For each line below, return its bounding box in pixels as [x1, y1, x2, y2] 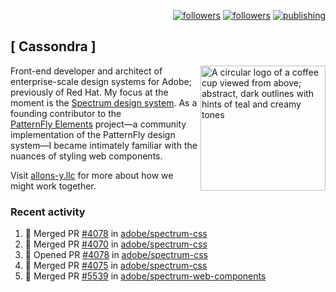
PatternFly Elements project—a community [10, 118, 187, 130]
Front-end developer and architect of [10, 65, 163, 77]
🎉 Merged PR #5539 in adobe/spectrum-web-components [24, 270, 267, 282]
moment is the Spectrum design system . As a [10, 96, 198, 109]
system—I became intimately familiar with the [10, 139, 198, 151]
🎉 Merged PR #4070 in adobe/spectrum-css [24, 238, 208, 250]
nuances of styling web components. [10, 150, 163, 162]
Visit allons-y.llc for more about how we [10, 169, 174, 181]
